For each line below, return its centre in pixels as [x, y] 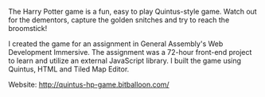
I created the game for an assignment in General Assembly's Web [116, 44]
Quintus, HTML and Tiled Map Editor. [69, 69]
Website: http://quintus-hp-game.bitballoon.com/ [89, 84]
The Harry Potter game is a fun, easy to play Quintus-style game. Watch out [132, 12]
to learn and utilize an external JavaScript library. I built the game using [125, 60]
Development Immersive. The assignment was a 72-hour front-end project [130, 52]
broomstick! [28, 28]
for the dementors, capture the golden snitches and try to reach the [119, 20]
